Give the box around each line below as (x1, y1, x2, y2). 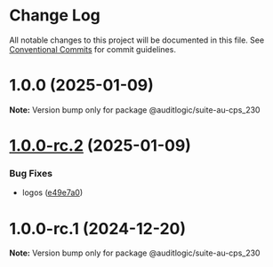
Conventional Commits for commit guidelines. (9, 43, 176, 54)
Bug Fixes (9, 167, 53, 179)
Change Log (9, 5, 100, 26)
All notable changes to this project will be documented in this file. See (9, 35, 265, 45)
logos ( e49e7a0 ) (21, 187, 83, 198)
